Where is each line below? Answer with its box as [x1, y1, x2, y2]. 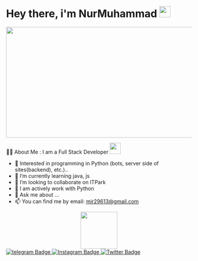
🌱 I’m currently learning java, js [14, 172, 90, 180]
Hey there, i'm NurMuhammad [6, 7, 157, 21]
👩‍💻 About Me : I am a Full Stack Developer [6, 148, 109, 155]
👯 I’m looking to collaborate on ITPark [14, 178, 106, 185]
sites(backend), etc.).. [14, 166, 68, 173]
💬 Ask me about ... [14, 191, 60, 198]
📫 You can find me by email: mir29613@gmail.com [14, 198, 139, 205]
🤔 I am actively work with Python [14, 185, 94, 192]
